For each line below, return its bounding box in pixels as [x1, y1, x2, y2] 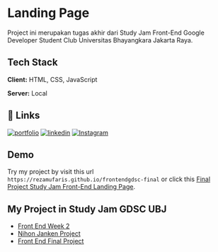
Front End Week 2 [17, 222, 70, 231]
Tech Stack [7, 57, 58, 69]
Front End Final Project [17, 237, 84, 246]
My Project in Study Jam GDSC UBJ [7, 203, 167, 215]
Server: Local [7, 88, 47, 97]
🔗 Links [7, 110, 40, 122]
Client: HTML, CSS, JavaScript [7, 75, 98, 84]
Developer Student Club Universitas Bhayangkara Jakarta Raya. [7, 35, 193, 44]
